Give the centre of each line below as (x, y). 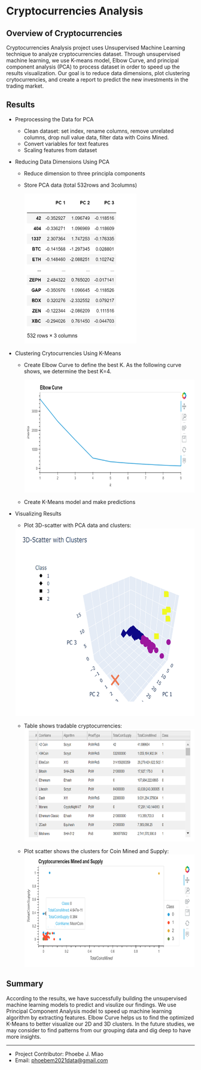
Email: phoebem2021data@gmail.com (61, 1060)
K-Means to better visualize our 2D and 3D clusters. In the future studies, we (100, 1024)
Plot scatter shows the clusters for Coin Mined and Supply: (96, 851)
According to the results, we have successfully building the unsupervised (97, 998)
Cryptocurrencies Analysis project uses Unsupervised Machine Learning (96, 47)
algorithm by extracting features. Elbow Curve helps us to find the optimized (100, 1017)
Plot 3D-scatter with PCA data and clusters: (77, 525)
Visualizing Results (38, 513)
